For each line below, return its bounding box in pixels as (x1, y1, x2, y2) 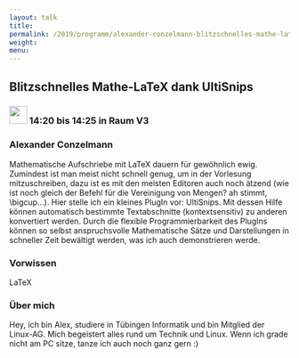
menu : (9, 46, 29, 55)
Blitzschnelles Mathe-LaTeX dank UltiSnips (9, 79, 254, 94)
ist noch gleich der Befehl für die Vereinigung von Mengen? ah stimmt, (9, 187, 268, 198)
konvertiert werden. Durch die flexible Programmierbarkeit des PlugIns (9, 216, 268, 226)
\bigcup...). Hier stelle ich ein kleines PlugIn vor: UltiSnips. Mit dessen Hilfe (9, 197, 283, 207)
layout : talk (9, 12, 58, 22)
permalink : (9, 29, 50, 38)
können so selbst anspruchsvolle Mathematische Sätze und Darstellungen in (9, 224, 289, 236)
